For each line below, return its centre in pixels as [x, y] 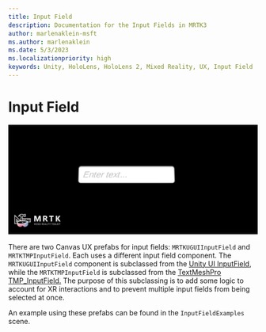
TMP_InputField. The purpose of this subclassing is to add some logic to [126, 280]
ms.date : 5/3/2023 [38, 50]
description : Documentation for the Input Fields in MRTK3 [108, 25]
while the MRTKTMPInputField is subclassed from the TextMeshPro [115, 272]
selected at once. [36, 297]
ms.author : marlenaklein [49, 42]
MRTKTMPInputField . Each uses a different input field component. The [120, 255]
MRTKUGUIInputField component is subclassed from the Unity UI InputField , [130, 263]
